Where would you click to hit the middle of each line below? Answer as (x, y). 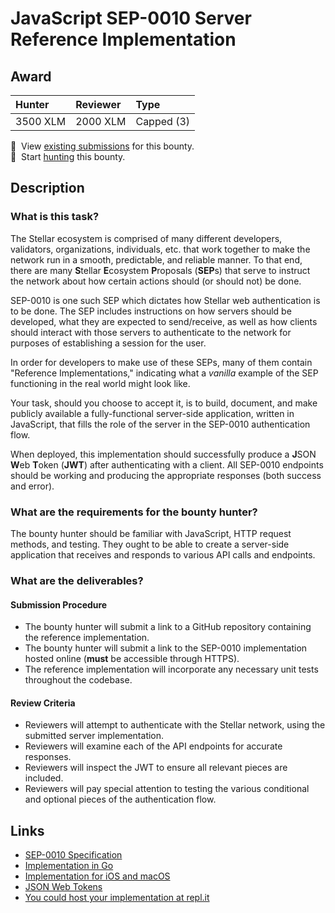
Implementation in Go (69, 866)
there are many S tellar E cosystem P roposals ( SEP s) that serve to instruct (160, 270)
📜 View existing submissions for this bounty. (102, 146)
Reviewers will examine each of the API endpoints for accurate (153, 746)
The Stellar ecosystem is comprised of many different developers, (146, 238)
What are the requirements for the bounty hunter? (134, 512)
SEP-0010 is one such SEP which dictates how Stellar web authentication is (165, 300)
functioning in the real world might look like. (100, 383)
